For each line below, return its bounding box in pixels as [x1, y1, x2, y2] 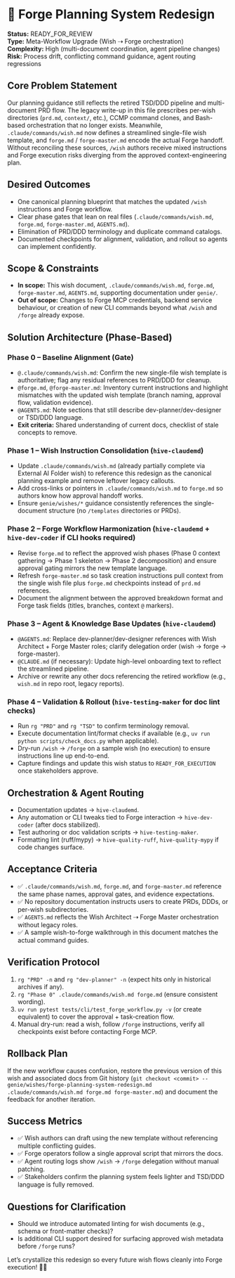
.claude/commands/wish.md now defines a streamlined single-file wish [7, 128, 207, 136]
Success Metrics [7, 1115, 83, 1127]
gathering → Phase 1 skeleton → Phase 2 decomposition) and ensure [17, 556, 217, 564]
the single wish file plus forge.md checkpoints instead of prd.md [17, 579, 201, 587]
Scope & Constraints [7, 262, 100, 274]
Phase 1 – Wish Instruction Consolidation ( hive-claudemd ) [7, 446, 204, 456]
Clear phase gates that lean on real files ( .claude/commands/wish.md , [17, 212, 214, 221]
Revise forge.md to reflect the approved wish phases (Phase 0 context [17, 548, 221, 557]
